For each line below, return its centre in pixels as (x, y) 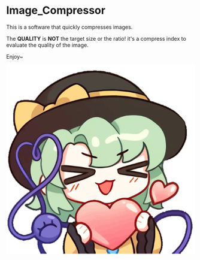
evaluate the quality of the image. (47, 45)
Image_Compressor (56, 10)
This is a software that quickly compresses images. (69, 27)
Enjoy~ (15, 56)
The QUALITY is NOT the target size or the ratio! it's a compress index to (96, 38)
